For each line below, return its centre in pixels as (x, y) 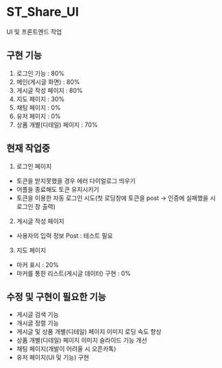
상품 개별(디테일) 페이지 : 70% (57, 125)
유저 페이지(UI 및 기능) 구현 (53, 358)
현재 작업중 (28, 148)
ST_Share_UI (43, 12)
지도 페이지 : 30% (40, 99)
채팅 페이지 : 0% (38, 108)
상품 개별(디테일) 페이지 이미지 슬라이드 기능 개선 (82, 341)
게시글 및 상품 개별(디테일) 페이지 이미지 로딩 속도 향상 (89, 332)
